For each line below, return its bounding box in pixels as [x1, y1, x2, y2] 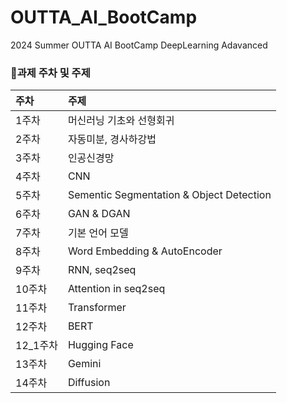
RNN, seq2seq [67, 263, 137, 277]
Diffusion [67, 376, 111, 390]
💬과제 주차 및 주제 [10, 66, 91, 80]
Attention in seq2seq [67, 282, 166, 296]
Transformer [67, 301, 127, 315]
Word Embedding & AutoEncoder [67, 244, 223, 258]
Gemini [67, 357, 102, 371]
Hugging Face [67, 338, 134, 352]
